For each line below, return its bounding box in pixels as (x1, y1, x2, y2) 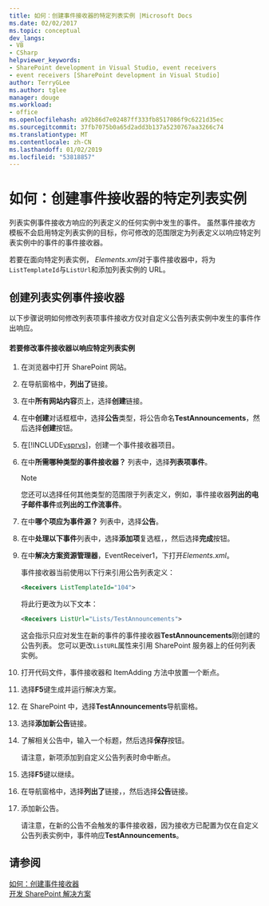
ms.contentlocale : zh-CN (9, 138, 92, 146)
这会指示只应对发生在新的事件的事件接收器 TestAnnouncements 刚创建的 (20, 630, 260, 640)
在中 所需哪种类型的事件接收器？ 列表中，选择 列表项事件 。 (20, 457, 212, 467)
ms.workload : (9, 101, 53, 109)
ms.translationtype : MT (9, 130, 89, 138)
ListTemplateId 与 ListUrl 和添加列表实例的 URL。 (9, 265, 170, 274)
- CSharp (9, 49, 38, 57)
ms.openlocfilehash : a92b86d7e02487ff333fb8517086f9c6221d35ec (9, 116, 224, 124)
